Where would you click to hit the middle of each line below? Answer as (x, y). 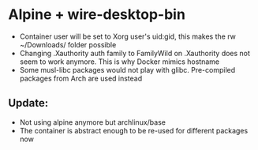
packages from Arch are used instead (81, 78)
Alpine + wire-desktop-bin (97, 15)
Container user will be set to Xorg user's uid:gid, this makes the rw (128, 36)
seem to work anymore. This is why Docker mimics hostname (119, 62)
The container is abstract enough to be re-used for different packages (134, 130)
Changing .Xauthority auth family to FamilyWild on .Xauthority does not (135, 53)
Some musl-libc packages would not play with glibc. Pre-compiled (127, 69)
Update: (28, 103)
